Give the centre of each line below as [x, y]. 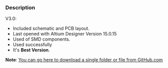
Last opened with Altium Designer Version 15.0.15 [65, 34]
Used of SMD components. [41, 39]
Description [20, 8]
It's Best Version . [31, 50]
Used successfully [32, 45]
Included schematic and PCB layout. [51, 28]
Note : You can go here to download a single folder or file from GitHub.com [84, 60]
